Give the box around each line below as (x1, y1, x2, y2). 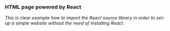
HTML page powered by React (5, 3, 81, 10)
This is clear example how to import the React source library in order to (5, 15, 156, 21)
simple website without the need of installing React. (15, 20, 124, 26)
